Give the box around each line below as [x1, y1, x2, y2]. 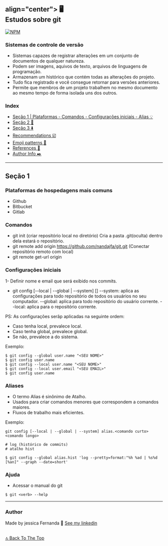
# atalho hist [5, 446, 35, 451]
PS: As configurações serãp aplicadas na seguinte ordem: [5, 313, 125, 319]
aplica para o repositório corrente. [26, 304, 97, 310]
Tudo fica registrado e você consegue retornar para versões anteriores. [12, 79, 160, 85]
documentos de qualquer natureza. [12, 58, 85, 64]
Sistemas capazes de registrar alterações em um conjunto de [12, 53, 139, 59]
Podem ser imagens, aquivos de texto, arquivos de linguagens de [12, 63, 147, 70]
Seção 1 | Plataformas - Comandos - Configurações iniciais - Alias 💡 [12, 114, 153, 120]
